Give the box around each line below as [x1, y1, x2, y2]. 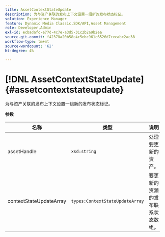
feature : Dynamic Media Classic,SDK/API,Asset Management [5, 21, 126, 26]
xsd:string [71, 149, 97, 155]
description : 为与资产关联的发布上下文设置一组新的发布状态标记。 [5, 12, 125, 17]
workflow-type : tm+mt [5, 39, 50, 44]
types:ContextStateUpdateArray [71, 198, 144, 204]
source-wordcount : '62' [5, 44, 54, 49]
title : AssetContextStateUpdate [5, 7, 71, 12]
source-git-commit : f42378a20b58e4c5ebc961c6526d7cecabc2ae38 [5, 35, 135, 40]
